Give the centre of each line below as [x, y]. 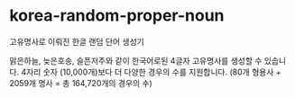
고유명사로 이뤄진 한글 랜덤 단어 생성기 [77, 41]
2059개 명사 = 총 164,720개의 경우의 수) [81, 83]
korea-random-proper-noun [117, 16]
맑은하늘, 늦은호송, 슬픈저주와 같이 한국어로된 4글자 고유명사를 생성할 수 [136, 60]
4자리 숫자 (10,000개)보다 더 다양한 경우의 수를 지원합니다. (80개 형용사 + [151, 72]
